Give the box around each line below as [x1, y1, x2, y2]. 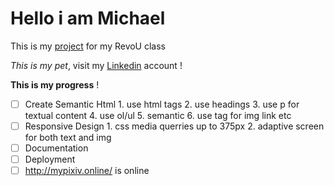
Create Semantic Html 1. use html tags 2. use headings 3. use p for [24, 98, 300, 110]
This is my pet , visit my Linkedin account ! [10, 59, 183, 71]
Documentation [24, 142, 89, 154]
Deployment [24, 153, 76, 166]
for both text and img [24, 132, 112, 144]
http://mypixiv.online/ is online [24, 165, 150, 177]
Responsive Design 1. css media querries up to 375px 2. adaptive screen [24, 120, 325, 132]
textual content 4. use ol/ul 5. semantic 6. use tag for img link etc [24, 110, 292, 121]
